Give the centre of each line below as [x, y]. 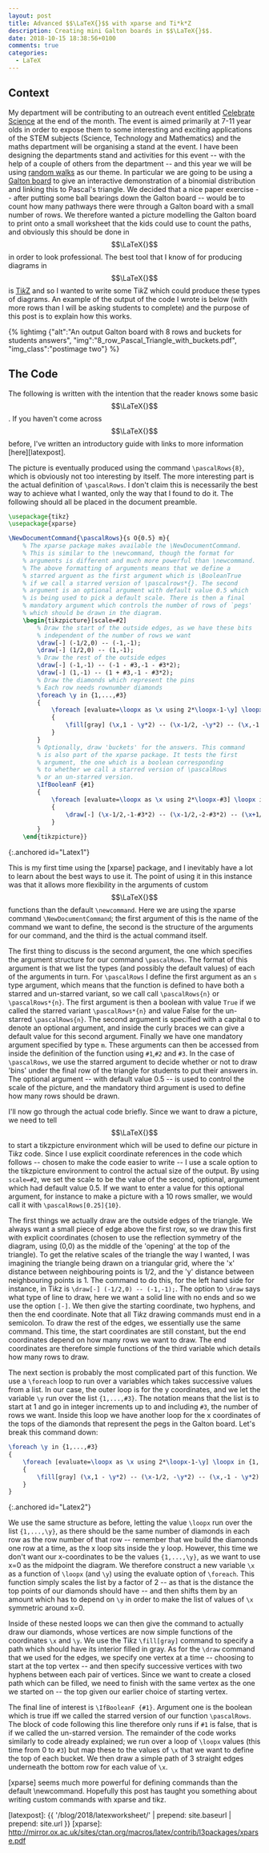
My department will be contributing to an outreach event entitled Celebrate [132, 112]
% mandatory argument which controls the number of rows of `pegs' [137, 606]
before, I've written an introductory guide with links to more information [126, 443]
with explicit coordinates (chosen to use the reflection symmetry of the [125, 1238]
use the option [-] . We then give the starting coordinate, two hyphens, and [132, 1306]
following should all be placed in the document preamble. [103, 502]
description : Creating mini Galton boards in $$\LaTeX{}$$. [111, 31]
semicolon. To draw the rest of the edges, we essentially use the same [124, 1323]
